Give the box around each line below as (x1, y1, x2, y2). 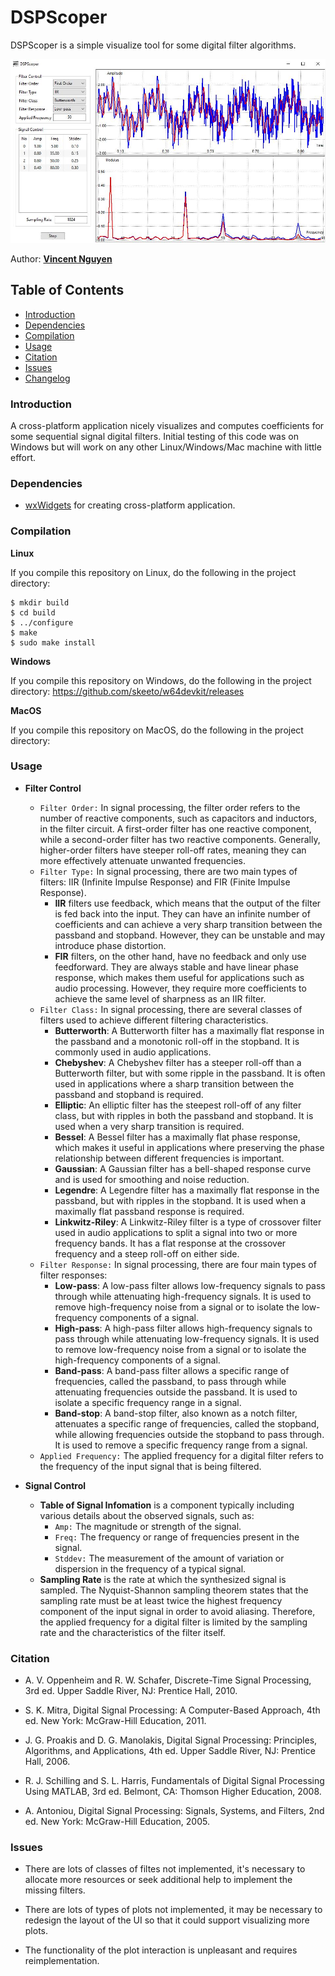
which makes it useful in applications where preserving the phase (54, 1141, 325, 1153)
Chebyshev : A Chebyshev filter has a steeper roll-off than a (54, 1056, 302, 1068)
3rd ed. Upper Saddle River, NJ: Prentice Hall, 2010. (24, 1685, 238, 1697)
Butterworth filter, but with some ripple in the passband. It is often (54, 1067, 326, 1079)
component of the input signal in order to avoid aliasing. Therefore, (39, 1605, 316, 1617)
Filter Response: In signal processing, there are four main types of (39, 1258, 317, 1270)
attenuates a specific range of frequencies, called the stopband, (54, 1417, 320, 1430)
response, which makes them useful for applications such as (54, 971, 305, 983)
